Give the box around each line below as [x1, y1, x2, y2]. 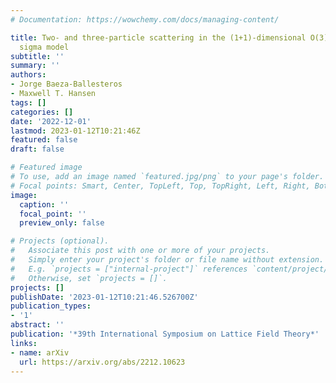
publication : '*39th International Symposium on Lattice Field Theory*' [10, 329, 320, 339]
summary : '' [10, 61, 60, 71]
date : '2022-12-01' [10, 116, 92, 126]
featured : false [10, 135, 78, 145]
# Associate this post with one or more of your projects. [10, 246, 271, 256]
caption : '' [19, 199, 70, 210]
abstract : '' [10, 320, 65, 330]
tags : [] [10, 97, 47, 108]
